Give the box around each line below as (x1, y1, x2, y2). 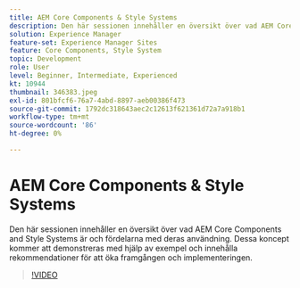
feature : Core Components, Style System (9, 46, 162, 55)
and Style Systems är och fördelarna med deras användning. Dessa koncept (9, 233, 290, 243)
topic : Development (9, 54, 82, 63)
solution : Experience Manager (9, 29, 122, 38)
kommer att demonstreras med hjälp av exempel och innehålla (9, 243, 238, 253)
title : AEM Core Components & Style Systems (9, 12, 178, 22)
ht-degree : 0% (9, 129, 62, 138)
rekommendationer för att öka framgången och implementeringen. (9, 251, 253, 263)
